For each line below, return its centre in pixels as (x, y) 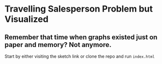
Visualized (26, 19)
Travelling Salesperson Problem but (79, 9)
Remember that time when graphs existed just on (81, 37)
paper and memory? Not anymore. (58, 45)
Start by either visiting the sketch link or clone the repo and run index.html (80, 56)
